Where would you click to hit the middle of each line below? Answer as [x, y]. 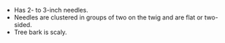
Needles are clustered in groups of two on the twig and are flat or [108, 17]
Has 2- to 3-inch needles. [51, 10]
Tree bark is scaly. [40, 32]
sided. [23, 25]
